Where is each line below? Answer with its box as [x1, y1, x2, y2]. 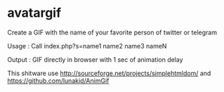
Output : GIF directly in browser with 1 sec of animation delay [7, 55, 184, 64]
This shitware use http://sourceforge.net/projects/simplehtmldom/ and [7, 69, 211, 77]
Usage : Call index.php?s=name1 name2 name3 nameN [7, 41, 167, 50]
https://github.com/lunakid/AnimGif [7, 76, 110, 85]
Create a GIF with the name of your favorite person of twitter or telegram [7, 28, 218, 37]
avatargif [7, 5, 62, 21]
